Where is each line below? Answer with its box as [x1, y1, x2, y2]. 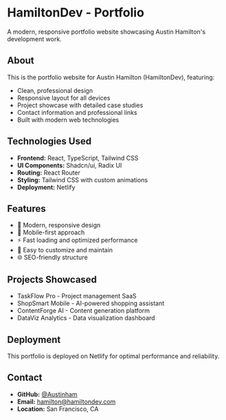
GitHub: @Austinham [16, 390, 78, 398]
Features [7, 203, 46, 214]
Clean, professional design [16, 86, 93, 94]
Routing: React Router [16, 168, 81, 177]
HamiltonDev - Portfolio [7, 5, 144, 21]
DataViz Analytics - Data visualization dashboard [16, 314, 156, 322]
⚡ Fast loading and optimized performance [16, 236, 138, 245]
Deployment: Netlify [16, 183, 76, 191]
